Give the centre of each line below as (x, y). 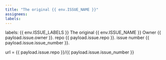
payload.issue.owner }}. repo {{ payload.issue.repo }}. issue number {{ (77, 38)
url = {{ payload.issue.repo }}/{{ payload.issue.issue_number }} (70, 52)
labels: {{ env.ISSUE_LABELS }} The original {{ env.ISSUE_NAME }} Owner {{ (83, 33)
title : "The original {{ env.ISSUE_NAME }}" (52, 10)
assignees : (16, 14)
